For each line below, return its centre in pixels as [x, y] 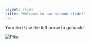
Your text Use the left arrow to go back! [45, 27]
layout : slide [19, 9]
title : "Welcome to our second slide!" [45, 14]
